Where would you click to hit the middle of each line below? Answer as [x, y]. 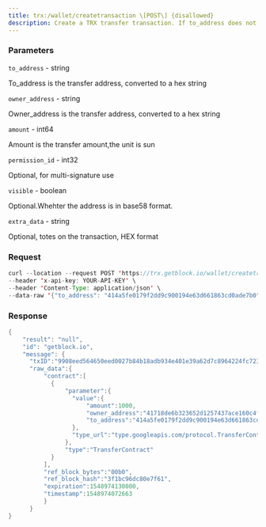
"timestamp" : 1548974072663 [88, 494]
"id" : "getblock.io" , [58, 347]
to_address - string [39, 67]
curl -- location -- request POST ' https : [76, 274]
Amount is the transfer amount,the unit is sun [82, 144]
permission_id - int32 [43, 160]
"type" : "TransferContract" [109, 449]
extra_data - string [39, 221]
